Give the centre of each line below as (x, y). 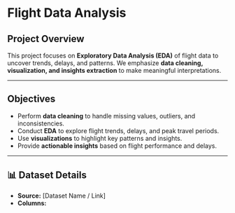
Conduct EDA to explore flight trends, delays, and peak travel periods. (118, 130)
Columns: (32, 203)
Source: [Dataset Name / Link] (62, 195)
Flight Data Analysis (67, 13)
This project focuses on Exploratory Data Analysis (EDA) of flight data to (113, 55)
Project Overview (46, 39)
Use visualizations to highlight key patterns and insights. (100, 138)
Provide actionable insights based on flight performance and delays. (117, 146)
